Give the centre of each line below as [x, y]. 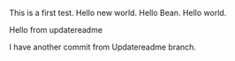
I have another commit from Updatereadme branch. [103, 47]
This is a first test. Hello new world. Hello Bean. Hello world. [118, 13]
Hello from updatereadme [56, 30]
